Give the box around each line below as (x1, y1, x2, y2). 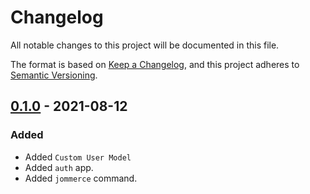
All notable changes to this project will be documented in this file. (10, 39, 280, 51)
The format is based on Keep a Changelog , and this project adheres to (10, 58, 300, 70)
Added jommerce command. (24, 172, 138, 184)
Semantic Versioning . (10, 69, 98, 81)
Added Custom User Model (24, 151, 132, 163)
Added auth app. (24, 161, 94, 173)
